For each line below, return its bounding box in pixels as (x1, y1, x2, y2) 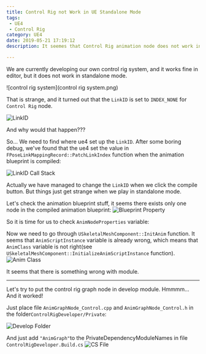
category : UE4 (6, 32, 43, 38)
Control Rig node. (6, 102, 53, 109)
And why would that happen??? (6, 126, 86, 133)
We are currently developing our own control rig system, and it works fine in (6, 65, 198, 72)
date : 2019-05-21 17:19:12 (6, 37, 75, 44)
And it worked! (6, 292, 44, 299)
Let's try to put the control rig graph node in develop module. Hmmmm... (6, 285, 190, 293)
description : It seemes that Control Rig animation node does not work (6, 44, 193, 50)
